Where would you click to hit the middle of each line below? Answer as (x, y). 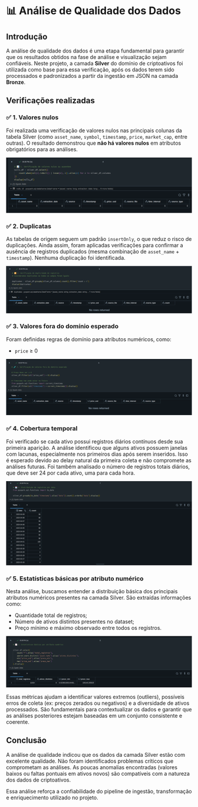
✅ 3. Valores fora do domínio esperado (62, 326)
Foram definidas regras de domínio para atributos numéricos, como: (89, 339)
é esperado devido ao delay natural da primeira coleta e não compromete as (99, 460)
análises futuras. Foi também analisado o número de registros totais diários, (98, 466)
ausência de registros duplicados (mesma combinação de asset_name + (93, 251)
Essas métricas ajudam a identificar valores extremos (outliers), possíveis (95, 697)
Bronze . (16, 82)
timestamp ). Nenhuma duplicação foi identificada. (66, 258)
